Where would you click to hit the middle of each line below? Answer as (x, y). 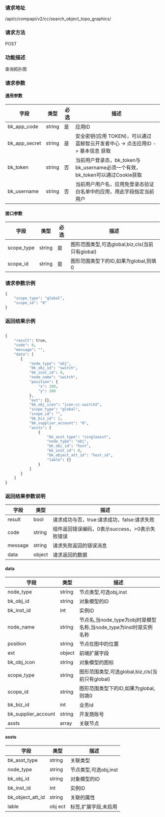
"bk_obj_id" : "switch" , (54, 368)
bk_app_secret (24, 143)
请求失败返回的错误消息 (80, 546)
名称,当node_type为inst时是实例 (116, 627)
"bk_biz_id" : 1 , (46, 419)
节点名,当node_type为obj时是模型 (118, 620)
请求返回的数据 (70, 555)
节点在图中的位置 (99, 644)
